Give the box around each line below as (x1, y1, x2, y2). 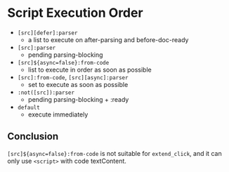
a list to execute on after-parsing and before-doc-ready (27, 35, 189, 44)
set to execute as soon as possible (27, 80, 129, 88)
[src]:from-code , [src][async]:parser (17, 72, 129, 81)
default (17, 104, 40, 111)
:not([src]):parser (17, 89, 75, 96)
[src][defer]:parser (17, 29, 78, 37)
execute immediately (27, 110, 89, 119)
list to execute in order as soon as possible (27, 65, 152, 74)
